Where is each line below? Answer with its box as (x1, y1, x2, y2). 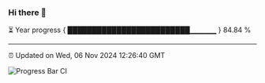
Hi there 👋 (8, 7, 47, 18)
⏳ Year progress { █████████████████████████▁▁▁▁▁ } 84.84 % (8, 25, 252, 34)
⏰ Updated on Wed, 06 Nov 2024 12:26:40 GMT (8, 51, 166, 60)
